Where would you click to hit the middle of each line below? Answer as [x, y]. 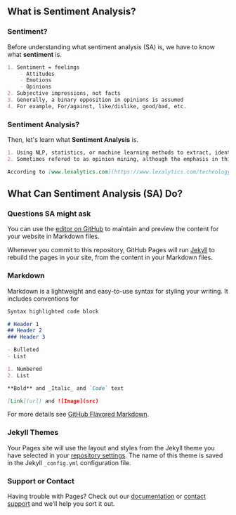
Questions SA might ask [49, 214]
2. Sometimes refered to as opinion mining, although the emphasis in [113, 159]
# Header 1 [23, 324]
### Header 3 [26, 337]
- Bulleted [23, 350]
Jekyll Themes [33, 433]
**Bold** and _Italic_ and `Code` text [66, 388]
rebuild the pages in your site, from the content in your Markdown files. [110, 257]
